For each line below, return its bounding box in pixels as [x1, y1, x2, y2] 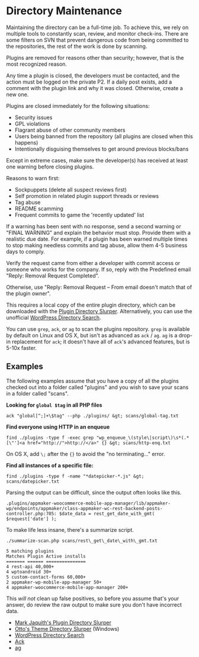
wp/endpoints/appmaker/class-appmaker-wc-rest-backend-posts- [6, 505, 163, 511]
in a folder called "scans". [6, 390, 69, 397]
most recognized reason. [6, 60, 67, 68]
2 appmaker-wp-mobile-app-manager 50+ [6, 579, 102, 585]
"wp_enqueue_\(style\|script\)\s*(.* [96, 435, 190, 441]
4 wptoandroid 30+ [6, 569, 52, 575]
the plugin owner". [6, 289, 52, 297]
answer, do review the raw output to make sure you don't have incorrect [6, 601, 182, 608]
